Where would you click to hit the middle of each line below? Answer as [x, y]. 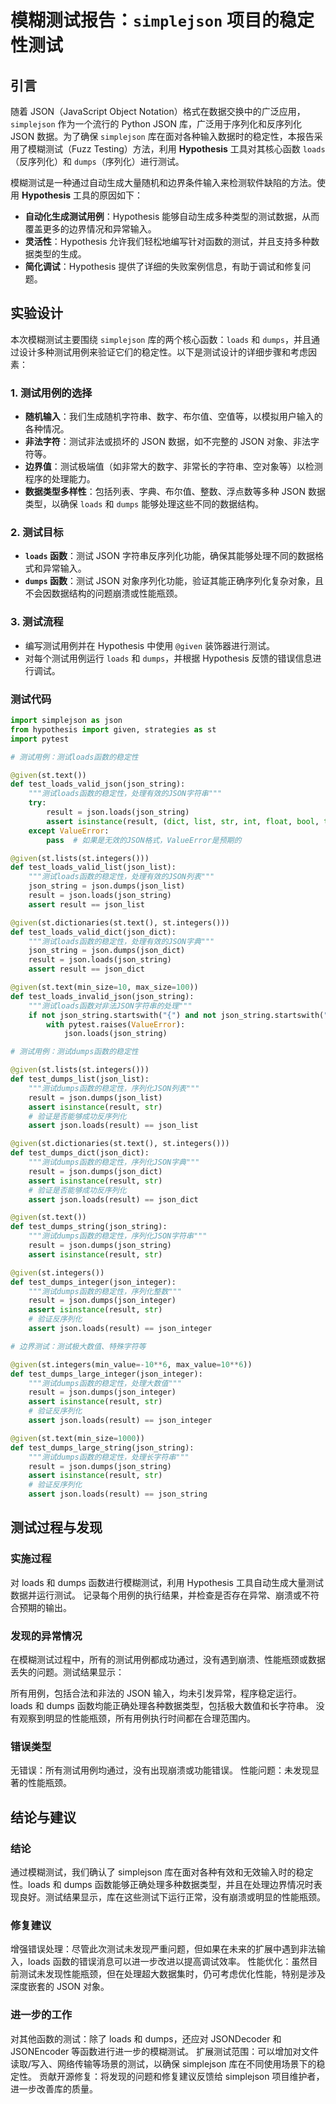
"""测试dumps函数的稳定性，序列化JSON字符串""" [118, 1236]
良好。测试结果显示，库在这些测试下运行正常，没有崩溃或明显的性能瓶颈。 [172, 1897]
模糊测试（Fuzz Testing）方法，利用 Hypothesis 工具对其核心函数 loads [176, 149]
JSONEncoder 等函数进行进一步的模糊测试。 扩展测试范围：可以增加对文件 [165, 2051]
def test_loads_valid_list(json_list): [93, 867]
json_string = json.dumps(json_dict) [107, 951]
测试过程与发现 [56, 1527]
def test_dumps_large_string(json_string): [102, 1447]
